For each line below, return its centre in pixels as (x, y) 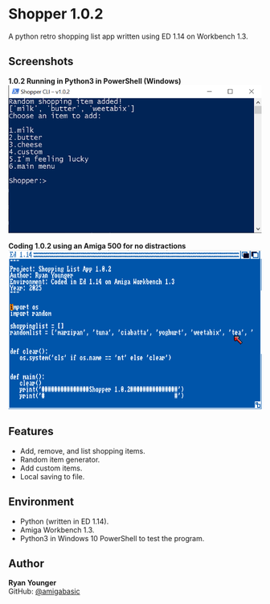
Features (31, 431)
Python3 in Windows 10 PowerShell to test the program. (112, 538)
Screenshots (41, 62)
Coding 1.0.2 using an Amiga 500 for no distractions (97, 246)
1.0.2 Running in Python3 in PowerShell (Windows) (95, 80)
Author (26, 564)
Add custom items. (51, 468)
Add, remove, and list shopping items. (83, 450)
